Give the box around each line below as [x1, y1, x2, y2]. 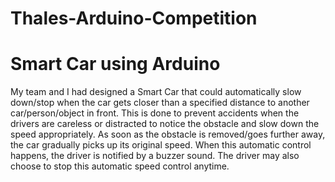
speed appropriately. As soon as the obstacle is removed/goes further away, [10, 128, 326, 141]
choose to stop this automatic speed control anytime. [10, 160, 230, 172]
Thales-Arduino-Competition [10, 7, 258, 30]
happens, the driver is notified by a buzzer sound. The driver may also [10, 150, 300, 162]
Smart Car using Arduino [10, 53, 221, 76]
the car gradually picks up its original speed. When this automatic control [10, 139, 312, 151]
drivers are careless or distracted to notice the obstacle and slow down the [10, 118, 320, 130]
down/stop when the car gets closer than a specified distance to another [10, 97, 310, 109]
